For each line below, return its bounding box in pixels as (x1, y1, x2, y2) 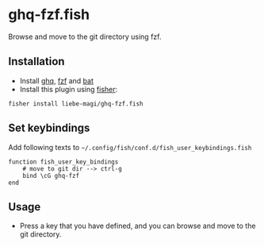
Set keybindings (8, 122, 90, 135)
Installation (8, 55, 65, 68)
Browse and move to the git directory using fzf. (8, 32, 162, 41)
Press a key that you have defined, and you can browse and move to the (19, 221, 256, 231)
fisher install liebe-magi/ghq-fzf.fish (8, 99, 144, 108)
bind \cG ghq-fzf (22, 172, 80, 179)
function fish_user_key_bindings (8, 157, 119, 166)
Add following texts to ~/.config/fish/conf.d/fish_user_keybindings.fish (8, 142, 252, 152)
